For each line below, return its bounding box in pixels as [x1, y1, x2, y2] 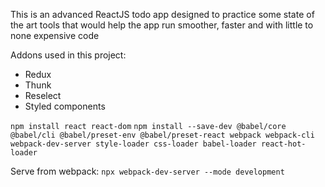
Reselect [24, 90, 62, 101]
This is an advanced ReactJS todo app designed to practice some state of [10, 9, 315, 20]
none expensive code [10, 30, 100, 41]
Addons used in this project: [10, 49, 127, 61]
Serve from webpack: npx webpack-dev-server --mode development [10, 165, 285, 177]
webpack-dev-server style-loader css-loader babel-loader [10, 139, 257, 149]
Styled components [24, 100, 106, 112]
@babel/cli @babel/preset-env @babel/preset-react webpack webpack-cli [10, 130, 315, 140]
